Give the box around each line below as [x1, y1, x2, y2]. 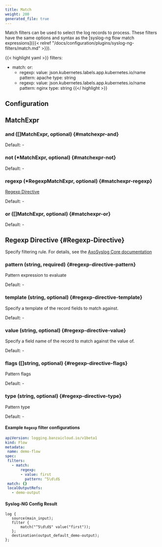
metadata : [5, 444, 25, 449]
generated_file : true [5, 16, 49, 21]
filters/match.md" [5, 45, 41, 52]
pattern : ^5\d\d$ [24, 476, 60, 481]
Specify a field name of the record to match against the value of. [5, 338, 135, 344]
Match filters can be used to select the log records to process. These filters [5, 30, 158, 36]
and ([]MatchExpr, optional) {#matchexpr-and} [5, 131, 119, 138]
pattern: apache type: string [19, 75, 76, 81]
